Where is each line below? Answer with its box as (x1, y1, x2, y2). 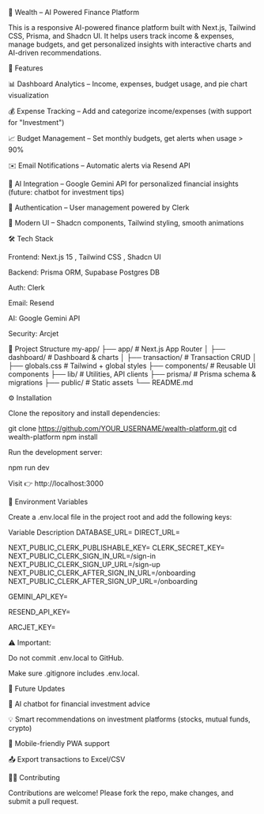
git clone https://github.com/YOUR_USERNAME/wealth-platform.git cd (8, 424, 237, 433)
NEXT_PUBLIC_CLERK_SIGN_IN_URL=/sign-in (8, 551, 157, 561)
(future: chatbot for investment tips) (8, 187, 125, 197)
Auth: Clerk (8, 283, 45, 292)
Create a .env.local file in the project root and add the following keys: (8, 513, 232, 521)
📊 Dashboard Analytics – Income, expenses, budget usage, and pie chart (8, 79, 247, 89)
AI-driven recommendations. (8, 48, 102, 57)
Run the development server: (8, 448, 103, 456)
